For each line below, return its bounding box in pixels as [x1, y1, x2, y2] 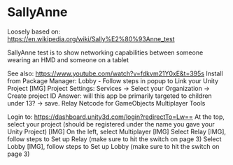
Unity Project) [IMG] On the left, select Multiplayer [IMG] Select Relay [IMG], [7, 127, 226, 136]
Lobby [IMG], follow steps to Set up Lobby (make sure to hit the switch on [7, 142, 220, 150]
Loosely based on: [7, 27, 61, 36]
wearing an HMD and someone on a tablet [7, 55, 129, 64]
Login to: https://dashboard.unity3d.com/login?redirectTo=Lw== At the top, [7, 113, 225, 121]
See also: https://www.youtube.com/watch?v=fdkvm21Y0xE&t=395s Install [7, 69, 223, 78]
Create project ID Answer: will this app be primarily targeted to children [7, 92, 212, 100]
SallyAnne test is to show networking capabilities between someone [7, 48, 204, 57]
